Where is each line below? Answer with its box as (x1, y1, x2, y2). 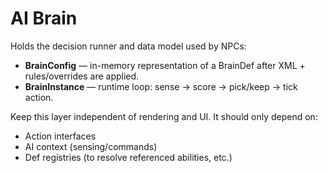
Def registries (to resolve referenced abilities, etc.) (24, 151, 233, 163)
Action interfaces (24, 130, 97, 142)
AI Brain (10, 7, 78, 30)
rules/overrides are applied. (24, 70, 140, 82)
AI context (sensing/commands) (24, 140, 158, 152)
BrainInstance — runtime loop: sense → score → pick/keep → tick (24, 80, 298, 92)
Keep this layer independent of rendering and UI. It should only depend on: (10, 110, 318, 122)
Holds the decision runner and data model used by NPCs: (10, 40, 247, 52)
